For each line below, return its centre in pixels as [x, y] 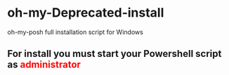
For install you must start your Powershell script [115, 54]
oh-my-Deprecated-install [86, 13]
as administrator [44, 65]
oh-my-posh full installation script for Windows [76, 32]
